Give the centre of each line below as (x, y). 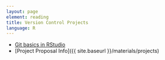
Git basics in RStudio (40, 45)
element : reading (27, 17)
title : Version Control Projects (47, 22)
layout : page (22, 11)
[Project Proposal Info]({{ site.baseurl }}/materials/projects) (87, 51)
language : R (21, 28)
